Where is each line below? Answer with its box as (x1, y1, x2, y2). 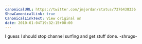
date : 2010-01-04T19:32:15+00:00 (5, 20, 73, 25)
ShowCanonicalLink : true (5, 11, 55, 16)
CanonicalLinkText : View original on (5, 16, 82, 21)
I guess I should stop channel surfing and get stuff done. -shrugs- (5, 33, 138, 39)
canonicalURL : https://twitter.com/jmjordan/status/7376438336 (5, 7, 136, 12)
